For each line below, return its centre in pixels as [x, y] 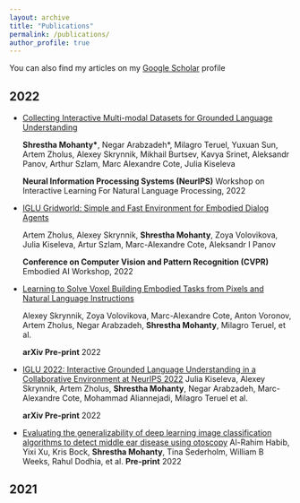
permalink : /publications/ [60, 34]
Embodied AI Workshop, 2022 [78, 272]
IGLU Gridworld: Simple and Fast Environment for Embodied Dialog [146, 208]
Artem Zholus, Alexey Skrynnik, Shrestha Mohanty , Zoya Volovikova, [150, 235]
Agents [35, 218]
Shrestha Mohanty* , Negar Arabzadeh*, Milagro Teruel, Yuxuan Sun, [150, 145]
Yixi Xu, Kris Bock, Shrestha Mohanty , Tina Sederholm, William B [143, 452]
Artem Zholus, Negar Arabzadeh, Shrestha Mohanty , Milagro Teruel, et [154, 325]
